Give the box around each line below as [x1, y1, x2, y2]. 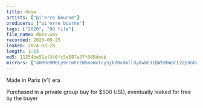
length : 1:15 [6, 49, 39, 55]
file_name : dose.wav [6, 32, 59, 38]
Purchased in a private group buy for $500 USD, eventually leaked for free [6, 88, 192, 95]
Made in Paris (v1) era [6, 76, 60, 84]
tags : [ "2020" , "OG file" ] [6, 25, 74, 32]
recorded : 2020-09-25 [6, 37, 61, 43]
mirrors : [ [6, 59, 34, 66]
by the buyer [6, 95, 38, 102]
